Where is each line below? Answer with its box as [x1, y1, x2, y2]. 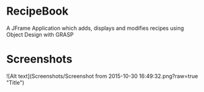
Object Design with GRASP [6, 30, 74, 38]
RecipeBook [6, 4, 69, 18]
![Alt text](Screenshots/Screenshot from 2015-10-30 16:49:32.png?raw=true [6, 72, 199, 80]
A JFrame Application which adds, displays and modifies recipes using [6, 24, 184, 32]
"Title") [6, 79, 24, 86]
